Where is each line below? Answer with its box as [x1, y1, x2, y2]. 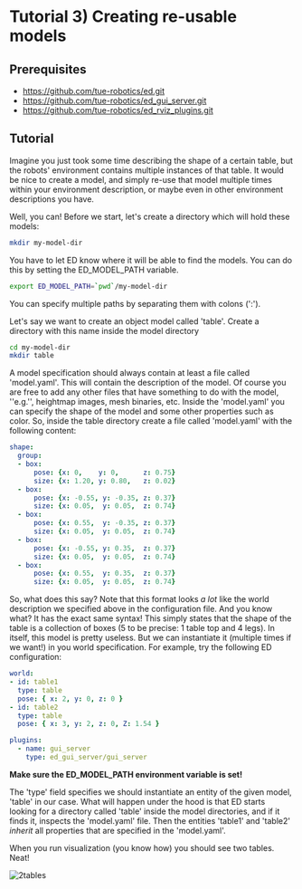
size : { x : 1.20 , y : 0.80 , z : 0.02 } [33, 476, 176, 485]
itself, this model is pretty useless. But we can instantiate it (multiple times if [9, 632, 292, 644]
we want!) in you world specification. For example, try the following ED [9, 642, 273, 653]
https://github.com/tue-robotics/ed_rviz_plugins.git [22, 105, 214, 115]
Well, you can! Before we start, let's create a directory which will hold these [9, 211, 290, 222]
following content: [9, 425, 77, 436]
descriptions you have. [9, 193, 95, 205]
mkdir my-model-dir [9, 238, 83, 247]
